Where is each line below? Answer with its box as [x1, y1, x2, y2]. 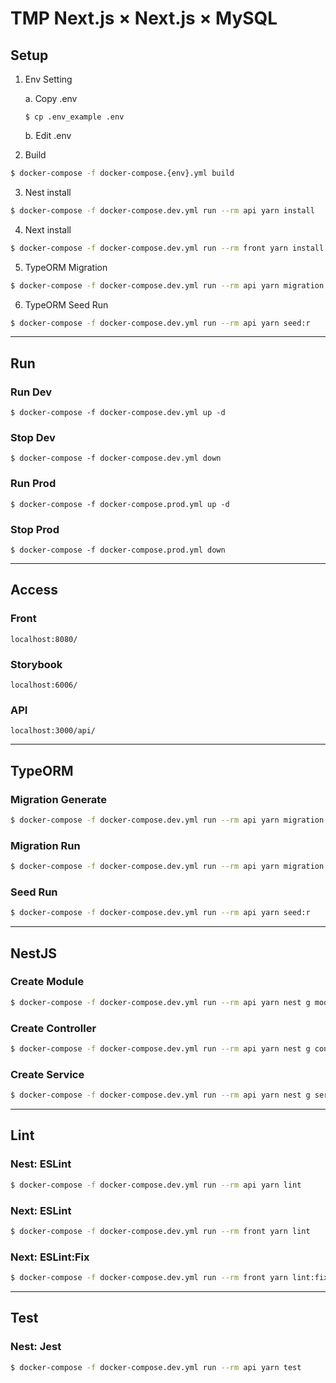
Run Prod [10, 477, 57, 491]
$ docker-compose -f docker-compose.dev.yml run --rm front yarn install [10, 243, 325, 253]
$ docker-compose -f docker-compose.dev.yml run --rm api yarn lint [10, 1180, 302, 1190]
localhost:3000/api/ [10, 726, 97, 736]
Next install [24, 223, 72, 236]
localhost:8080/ [10, 634, 78, 644]
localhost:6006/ [10, 680, 78, 690]
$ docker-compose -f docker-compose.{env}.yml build [10, 168, 235, 178]
